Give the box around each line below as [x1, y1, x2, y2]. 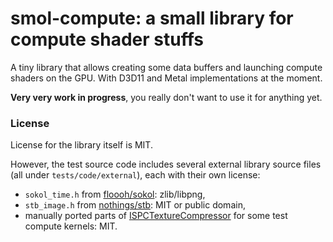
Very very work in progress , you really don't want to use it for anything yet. [10, 91, 323, 103]
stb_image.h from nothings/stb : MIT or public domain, [24, 199, 246, 211]
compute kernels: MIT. [24, 220, 118, 232]
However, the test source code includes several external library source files [10, 158, 322, 171]
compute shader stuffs [10, 28, 204, 51]
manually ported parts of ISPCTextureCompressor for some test [24, 210, 288, 222]
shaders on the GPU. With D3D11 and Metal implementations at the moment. [10, 72, 323, 84]
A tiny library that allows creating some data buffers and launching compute [10, 61, 323, 73]
